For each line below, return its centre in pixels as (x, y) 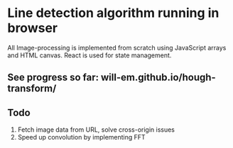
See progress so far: (53, 78)
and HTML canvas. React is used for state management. (90, 55)
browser (33, 28)
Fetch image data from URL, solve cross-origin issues (96, 130)
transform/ (32, 89)
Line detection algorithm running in (113, 13)
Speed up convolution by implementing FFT (81, 137)
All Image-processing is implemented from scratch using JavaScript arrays (117, 47)
